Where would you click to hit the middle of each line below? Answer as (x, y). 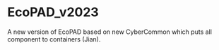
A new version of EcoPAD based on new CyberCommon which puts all (109, 32)
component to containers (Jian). (54, 39)
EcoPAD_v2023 (53, 12)
